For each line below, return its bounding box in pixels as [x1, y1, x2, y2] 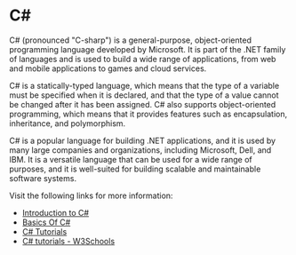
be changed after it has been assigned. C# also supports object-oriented [9, 99, 276, 109]
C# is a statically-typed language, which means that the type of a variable [9, 80, 280, 91]
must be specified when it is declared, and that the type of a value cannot [9, 90, 279, 100]
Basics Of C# [21, 217, 71, 227]
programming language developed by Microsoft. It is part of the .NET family [9, 44, 286, 54]
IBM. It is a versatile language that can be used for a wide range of [9, 154, 253, 164]
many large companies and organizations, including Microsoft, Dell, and [9, 144, 272, 155]
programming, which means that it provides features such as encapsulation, [9, 108, 288, 119]
